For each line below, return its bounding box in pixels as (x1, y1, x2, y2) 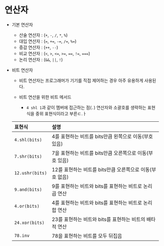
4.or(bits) (14, 203, 40, 209)
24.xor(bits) (14, 219, 45, 225)
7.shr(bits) (14, 153, 42, 159)
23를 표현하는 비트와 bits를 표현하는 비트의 (51, 216, 145, 222)
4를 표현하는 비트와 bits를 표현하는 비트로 (51, 199, 142, 206)
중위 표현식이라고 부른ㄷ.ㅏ (35, 110, 87, 116)
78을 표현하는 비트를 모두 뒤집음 (51, 232, 122, 239)
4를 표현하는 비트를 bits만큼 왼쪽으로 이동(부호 (51, 133, 153, 140)
